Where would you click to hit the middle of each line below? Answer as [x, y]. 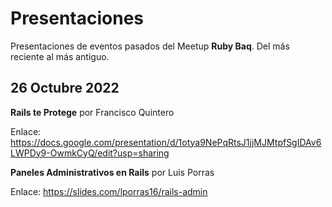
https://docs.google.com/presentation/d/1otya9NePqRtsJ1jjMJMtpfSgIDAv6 [166, 142]
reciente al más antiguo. [60, 56]
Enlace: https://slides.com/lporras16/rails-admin [109, 191]
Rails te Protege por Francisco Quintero [92, 112]
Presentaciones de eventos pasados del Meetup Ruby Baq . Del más [150, 46]
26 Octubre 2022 [65, 88]
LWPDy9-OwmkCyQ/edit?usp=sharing [90, 153]
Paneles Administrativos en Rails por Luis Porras [112, 172]
